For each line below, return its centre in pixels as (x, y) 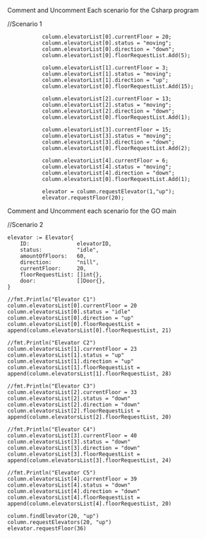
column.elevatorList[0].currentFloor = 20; (107, 37)
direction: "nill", (60, 262)
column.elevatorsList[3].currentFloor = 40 (72, 436)
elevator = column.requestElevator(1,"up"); (108, 192)
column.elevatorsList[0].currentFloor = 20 (72, 306)
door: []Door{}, (63, 281)
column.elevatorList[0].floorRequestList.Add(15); (118, 86)
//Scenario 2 (25, 225)
